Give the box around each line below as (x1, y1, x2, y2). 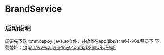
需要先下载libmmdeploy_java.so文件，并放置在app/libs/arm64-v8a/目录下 (5, 38, 154, 44)
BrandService (5, 3, 62, 15)
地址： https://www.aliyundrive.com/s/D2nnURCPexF (9, 44, 116, 50)
